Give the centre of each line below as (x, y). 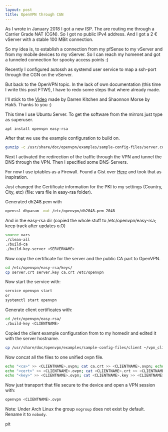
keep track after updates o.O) (35, 226)
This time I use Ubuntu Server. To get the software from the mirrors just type (84, 114)
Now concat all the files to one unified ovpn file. (54, 357)
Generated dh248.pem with (33, 202)
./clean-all (17, 240)
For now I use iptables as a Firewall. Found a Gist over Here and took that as (83, 172)
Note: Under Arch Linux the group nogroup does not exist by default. (75, 409)
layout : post (19, 10)
